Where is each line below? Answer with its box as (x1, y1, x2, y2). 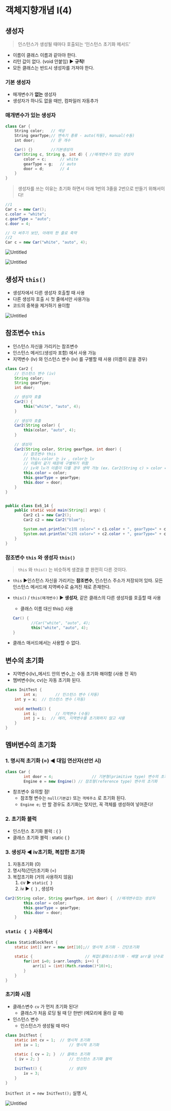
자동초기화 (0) (12, 861, 41, 867)
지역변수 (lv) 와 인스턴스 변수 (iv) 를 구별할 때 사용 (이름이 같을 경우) (12, 356, 148, 362)
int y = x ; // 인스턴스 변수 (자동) (14, 697, 86, 702)
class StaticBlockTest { (5, 940, 58, 945)
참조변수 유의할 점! (12, 789, 50, 795)
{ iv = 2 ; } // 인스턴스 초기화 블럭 (14, 1056, 112, 1062)
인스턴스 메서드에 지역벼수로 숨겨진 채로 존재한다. (12, 584, 111, 590)
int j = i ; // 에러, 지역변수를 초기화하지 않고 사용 (23, 716, 125, 721)
